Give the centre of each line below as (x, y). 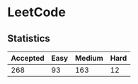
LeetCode (36, 12)
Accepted (28, 58)
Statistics (29, 38)
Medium (89, 58)
